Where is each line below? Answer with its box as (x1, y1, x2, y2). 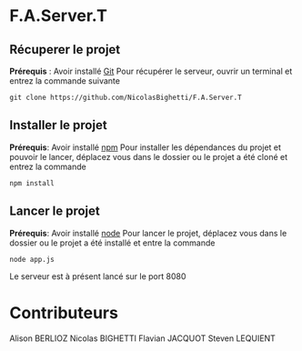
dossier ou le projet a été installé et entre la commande (9, 237, 216, 248)
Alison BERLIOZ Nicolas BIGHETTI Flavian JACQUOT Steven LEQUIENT (9, 333, 276, 344)
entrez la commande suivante (9, 75, 121, 86)
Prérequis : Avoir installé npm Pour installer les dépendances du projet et (9, 142, 282, 153)
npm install (9, 178, 55, 187)
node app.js (9, 255, 55, 264)
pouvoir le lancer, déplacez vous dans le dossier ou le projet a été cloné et (9, 151, 288, 162)
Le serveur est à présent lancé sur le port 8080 (9, 270, 186, 282)
